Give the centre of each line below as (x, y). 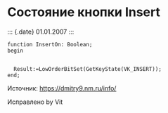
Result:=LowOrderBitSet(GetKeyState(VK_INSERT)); (88, 69)
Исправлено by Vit (35, 102)
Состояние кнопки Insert (84, 12)
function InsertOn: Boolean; (50, 44)
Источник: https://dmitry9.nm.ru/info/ (62, 88)
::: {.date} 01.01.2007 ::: (41, 32)
